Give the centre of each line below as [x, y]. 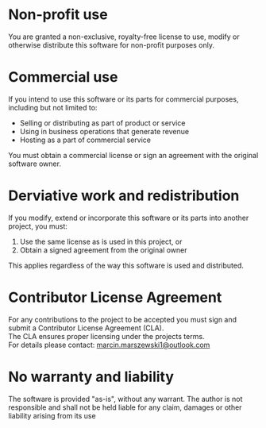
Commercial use [63, 77]
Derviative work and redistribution [124, 196]
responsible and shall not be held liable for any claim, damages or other [125, 407]
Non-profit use [58, 15]
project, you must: [38, 226]
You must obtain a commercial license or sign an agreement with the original [133, 155]
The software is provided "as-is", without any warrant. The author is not [125, 399]
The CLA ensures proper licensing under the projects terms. [106, 336]
